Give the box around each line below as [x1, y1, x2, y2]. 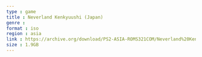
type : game [6, 8, 36, 15]
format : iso [6, 25, 39, 31]
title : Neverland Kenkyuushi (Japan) [6, 14, 103, 20]
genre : [6, 20, 26, 26]
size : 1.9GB [6, 42, 39, 48]
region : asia [6, 31, 42, 37]
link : [6, 36, 23, 42]
